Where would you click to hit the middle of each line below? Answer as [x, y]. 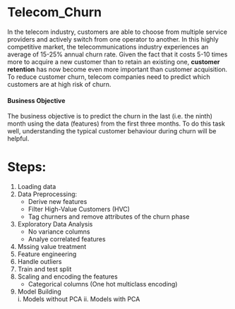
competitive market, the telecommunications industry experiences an [108, 47]
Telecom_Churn [55, 12]
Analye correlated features [67, 239]
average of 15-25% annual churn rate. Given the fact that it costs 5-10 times [117, 54]
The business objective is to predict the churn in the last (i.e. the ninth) [110, 116]
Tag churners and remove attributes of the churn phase [109, 217]
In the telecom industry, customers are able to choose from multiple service [117, 32]
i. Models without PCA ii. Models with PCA [79, 299]
